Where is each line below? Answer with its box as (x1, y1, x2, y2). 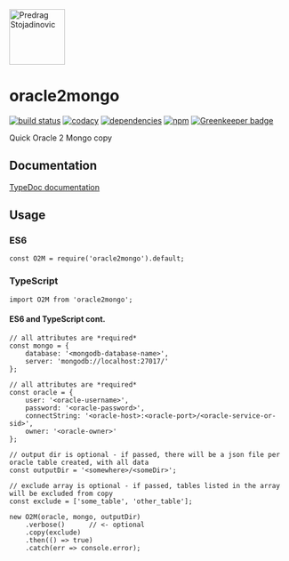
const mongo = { (9, 341, 69, 350)
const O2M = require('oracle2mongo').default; (9, 254, 185, 263)
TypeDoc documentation (9, 181, 100, 192)
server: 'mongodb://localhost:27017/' (25, 357, 169, 365)
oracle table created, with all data (9, 458, 149, 467)
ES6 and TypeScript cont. (9, 314, 106, 325)
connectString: (25, 411, 82, 421)
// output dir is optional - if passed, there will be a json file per (9, 450, 280, 459)
